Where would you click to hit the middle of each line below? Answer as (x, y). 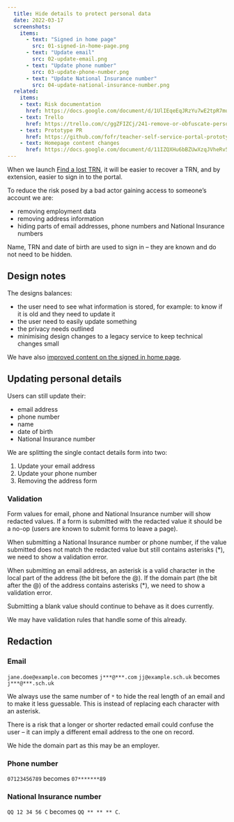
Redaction (30, 642)
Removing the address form (57, 481)
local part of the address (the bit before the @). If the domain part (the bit (112, 577)
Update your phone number (57, 473)
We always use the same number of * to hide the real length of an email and (116, 696)
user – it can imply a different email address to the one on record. (101, 731)
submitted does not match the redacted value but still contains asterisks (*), (116, 549)
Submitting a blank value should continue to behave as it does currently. (111, 606)
